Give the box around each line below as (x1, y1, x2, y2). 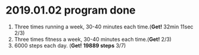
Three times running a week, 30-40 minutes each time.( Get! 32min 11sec (14, 23, 194, 30)
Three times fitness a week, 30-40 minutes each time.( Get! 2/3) (14, 35, 172, 43)
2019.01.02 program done (5, 4, 136, 17)
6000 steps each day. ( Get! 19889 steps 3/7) (14, 42, 126, 49)
